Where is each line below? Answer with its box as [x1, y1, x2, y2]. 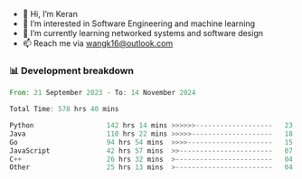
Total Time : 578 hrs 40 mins [9, 105, 119, 114]
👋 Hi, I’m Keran [22, 9, 79, 19]
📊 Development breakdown [9, 64, 134, 77]
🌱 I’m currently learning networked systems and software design [22, 28, 264, 38]
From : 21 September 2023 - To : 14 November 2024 [9, 89, 196, 98]
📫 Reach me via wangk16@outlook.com [22, 38, 174, 49]
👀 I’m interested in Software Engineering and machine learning [22, 18, 256, 29]
